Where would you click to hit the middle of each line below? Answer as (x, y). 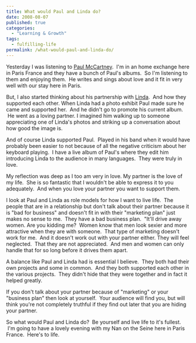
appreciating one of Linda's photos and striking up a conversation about (93, 122)
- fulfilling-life (34, 45)
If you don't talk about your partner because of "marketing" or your (87, 292)
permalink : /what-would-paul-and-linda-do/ (60, 50)
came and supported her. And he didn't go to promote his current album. (94, 109)
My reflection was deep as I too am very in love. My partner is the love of (94, 176)
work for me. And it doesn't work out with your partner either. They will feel (98, 238)
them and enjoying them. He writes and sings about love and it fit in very (94, 79)
